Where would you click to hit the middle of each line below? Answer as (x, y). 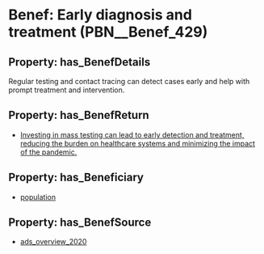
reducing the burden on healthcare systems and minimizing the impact (138, 143)
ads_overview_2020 (53, 242)
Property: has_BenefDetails (80, 62)
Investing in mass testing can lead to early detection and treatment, (132, 134)
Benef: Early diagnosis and (100, 15)
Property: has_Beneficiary (76, 178)
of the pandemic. (48, 152)
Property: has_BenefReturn (79, 115)
